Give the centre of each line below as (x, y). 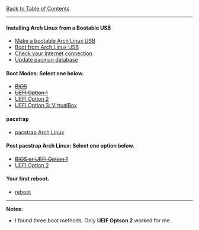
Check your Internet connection (54, 53)
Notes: (15, 209)
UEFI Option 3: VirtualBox (46, 106)
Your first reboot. (28, 179)
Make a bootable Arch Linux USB (55, 41)
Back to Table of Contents (38, 9)
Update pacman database (46, 60)
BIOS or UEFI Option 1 (41, 159)
